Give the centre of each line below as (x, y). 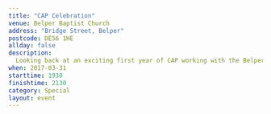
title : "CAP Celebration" (52, 16)
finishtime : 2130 (38, 83)
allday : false (32, 46)
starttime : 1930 (35, 75)
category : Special (39, 90)
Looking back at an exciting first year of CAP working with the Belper (140, 61)
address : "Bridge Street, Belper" (67, 31)
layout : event (32, 98)
